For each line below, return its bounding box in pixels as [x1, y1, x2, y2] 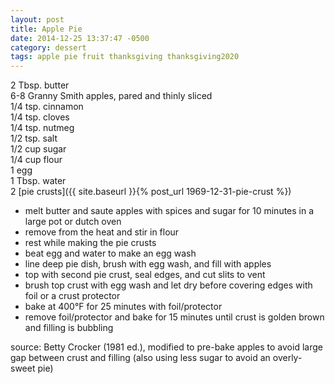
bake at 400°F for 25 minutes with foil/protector [24, 301, 223, 313]
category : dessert [10, 42, 87, 53]
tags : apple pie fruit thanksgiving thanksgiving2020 [10, 52, 240, 62]
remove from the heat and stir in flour [24, 226, 180, 238]
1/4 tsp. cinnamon [10, 101, 84, 113]
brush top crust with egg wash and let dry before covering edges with [24, 279, 313, 291]
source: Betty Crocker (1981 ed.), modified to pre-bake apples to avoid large [10, 341, 323, 353]
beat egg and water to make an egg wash [24, 247, 197, 260]
